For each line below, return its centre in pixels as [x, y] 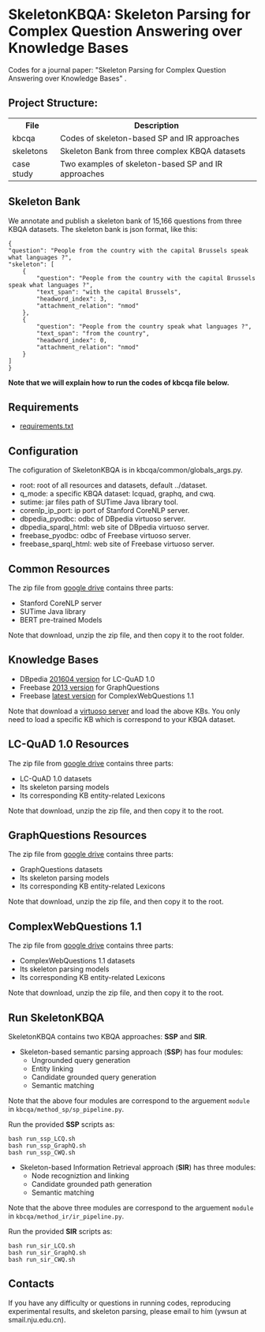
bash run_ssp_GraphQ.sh [47, 1146]
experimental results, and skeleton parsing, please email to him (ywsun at [127, 1311]
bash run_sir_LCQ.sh [42, 1246]
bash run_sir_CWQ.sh [42, 1260]
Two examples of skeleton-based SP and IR [142, 163]
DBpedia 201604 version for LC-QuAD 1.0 [87, 679]
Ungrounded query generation [81, 1061]
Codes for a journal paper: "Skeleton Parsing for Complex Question [117, 69]
